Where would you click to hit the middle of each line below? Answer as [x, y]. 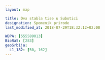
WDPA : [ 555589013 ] [24, 36]
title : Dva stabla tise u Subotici [42, 18]
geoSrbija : [16, 45]
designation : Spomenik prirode [37, 23]
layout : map [17, 10]
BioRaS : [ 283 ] [20, 41]
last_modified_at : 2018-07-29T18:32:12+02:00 [52, 27]
